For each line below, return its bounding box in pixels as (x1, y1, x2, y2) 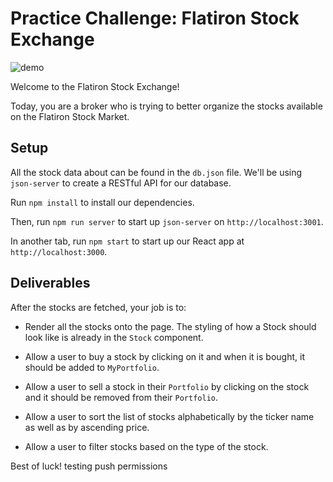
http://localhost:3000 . (10, 245, 108, 257)
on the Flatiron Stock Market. (10, 110, 130, 122)
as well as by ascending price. (24, 421, 150, 433)
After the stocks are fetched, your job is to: (10, 301, 187, 313)
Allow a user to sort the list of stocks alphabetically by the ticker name (24, 410, 315, 422)
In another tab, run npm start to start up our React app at (10, 235, 245, 247)
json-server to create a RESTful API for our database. (10, 177, 232, 189)
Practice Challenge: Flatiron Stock (10, 7, 300, 30)
